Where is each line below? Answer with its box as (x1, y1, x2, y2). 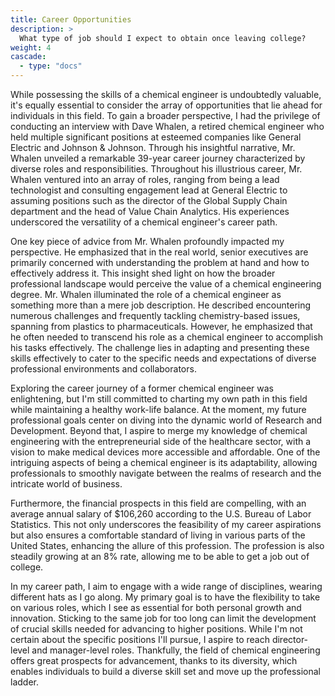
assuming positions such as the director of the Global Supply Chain (10, 195, 288, 206)
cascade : (10, 52, 47, 62)
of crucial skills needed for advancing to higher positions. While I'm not (10, 623, 303, 635)
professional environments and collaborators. (10, 363, 197, 375)
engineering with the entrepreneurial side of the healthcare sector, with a (10, 436, 312, 447)
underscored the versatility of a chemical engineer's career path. (10, 216, 278, 228)
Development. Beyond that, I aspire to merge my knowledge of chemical (10, 425, 308, 436)
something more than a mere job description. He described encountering (10, 299, 312, 311)
